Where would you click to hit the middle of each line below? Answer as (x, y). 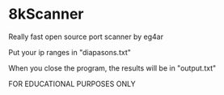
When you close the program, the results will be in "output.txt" (112, 68)
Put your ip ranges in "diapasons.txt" (70, 52)
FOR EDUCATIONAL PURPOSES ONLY (72, 84)
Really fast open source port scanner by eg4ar (86, 37)
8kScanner (46, 14)
